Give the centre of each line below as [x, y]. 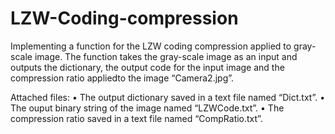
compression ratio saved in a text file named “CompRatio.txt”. [136, 118]
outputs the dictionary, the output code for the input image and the [147, 67]
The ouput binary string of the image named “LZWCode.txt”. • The [147, 108]
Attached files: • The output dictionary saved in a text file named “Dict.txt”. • [168, 97]
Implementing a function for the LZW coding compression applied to [151, 46]
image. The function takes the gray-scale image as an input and [166, 56]
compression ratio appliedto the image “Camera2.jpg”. [122, 78]
